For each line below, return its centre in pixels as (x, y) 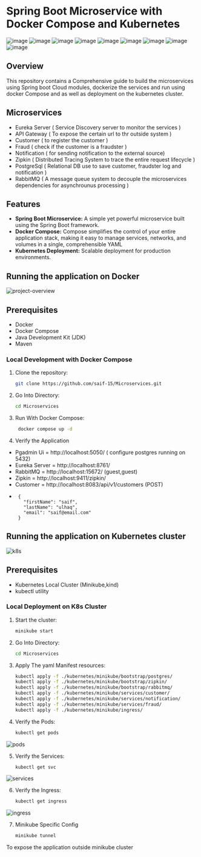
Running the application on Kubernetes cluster (96, 537)
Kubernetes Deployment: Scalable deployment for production (93, 251)
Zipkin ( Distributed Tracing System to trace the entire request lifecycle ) (105, 159)
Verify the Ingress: (38, 790)
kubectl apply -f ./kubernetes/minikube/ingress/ (79, 710)
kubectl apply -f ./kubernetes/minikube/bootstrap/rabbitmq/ (94, 688)
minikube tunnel (35, 836)
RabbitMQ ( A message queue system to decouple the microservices (101, 179)
